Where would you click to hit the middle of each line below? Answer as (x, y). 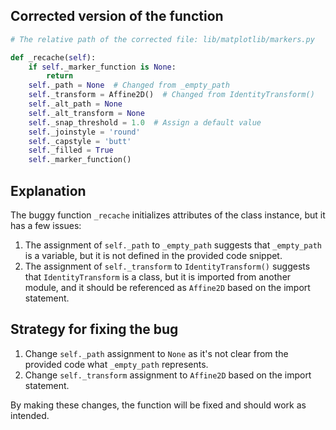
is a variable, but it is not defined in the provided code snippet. (153, 255)
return (60, 76)
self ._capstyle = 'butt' (80, 141)
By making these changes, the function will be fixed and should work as (158, 405)
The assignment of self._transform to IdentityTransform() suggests (167, 266)
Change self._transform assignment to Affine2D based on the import (168, 375)
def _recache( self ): (53, 57)
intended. (30, 415)
